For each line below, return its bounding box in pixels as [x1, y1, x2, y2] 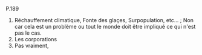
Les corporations [14, 36, 57, 42]
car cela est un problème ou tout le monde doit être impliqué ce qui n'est [14, 23, 196, 30]
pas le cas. [14, 29, 42, 36]
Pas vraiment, [14, 42, 49, 49]
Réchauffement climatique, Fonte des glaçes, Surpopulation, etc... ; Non [14, 17, 194, 23]
